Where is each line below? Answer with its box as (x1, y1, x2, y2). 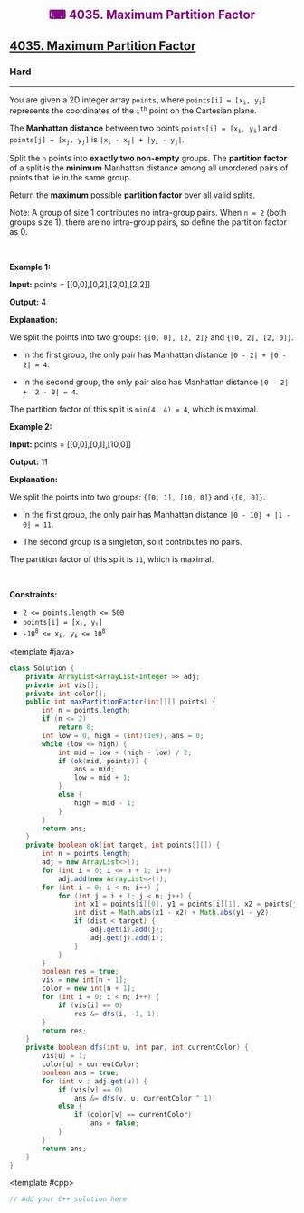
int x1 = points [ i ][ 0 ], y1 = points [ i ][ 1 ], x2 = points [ (73, 899, 294, 909)
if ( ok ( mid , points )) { (57, 756, 147, 765)
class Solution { (9, 664, 75, 673)
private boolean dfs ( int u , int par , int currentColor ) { (25, 1043, 249, 1053)
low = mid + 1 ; (73, 773, 131, 782)
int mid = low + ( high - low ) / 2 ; (57, 748, 193, 757)
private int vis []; (25, 680, 100, 690)
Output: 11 (9, 457, 48, 468)
